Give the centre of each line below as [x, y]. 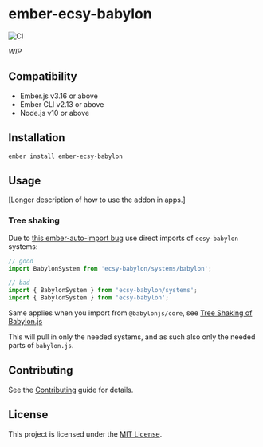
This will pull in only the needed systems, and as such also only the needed [132, 337]
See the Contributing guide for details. [71, 390]
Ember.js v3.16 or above [59, 96]
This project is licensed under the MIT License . [85, 434]
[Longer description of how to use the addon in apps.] [97, 200]
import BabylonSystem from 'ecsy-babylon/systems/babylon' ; [110, 268]
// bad [19, 283]
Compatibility [43, 77]
